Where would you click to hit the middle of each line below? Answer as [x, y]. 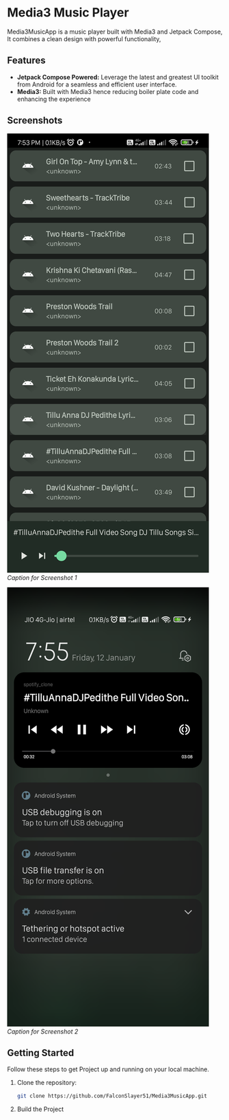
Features [26, 61]
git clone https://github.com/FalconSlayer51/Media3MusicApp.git [112, 1096]
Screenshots [35, 120]
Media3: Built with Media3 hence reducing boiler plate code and [108, 91]
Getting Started [41, 1052]
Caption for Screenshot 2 [43, 1031]
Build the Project [40, 1109]
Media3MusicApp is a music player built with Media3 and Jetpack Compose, [115, 32]
